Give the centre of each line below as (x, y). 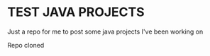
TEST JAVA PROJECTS (76, 12)
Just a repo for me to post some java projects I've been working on (105, 31)
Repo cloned (26, 45)
